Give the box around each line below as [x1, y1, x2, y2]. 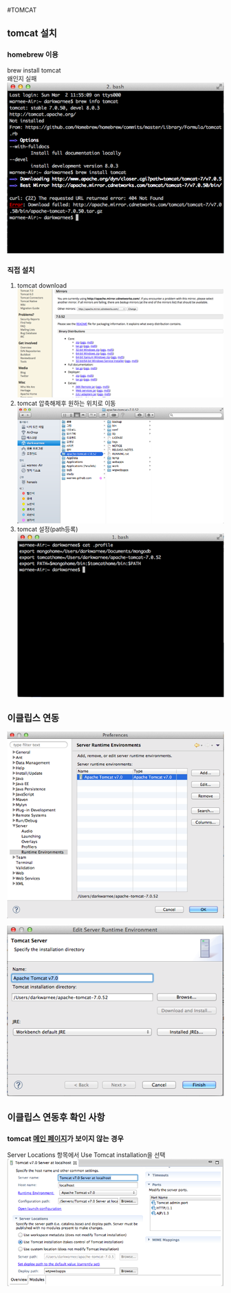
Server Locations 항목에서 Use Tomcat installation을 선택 [7, 1151, 166, 1158]
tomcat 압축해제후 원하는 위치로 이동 [16, 399, 116, 407]
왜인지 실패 [7, 74, 37, 82]
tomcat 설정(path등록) [16, 524, 78, 533]
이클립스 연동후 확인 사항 [7, 1111, 105, 1123]
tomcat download [16, 282, 67, 290]
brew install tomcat [7, 66, 61, 75]
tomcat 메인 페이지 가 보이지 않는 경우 [7, 1134, 124, 1143]
